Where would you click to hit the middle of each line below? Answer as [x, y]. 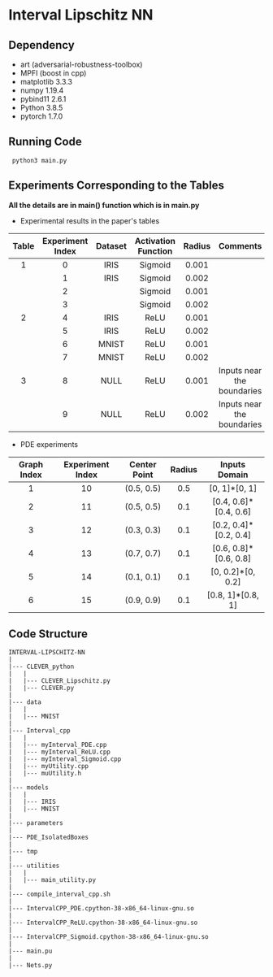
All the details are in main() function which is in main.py [104, 205]
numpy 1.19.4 [42, 90]
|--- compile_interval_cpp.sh [60, 894]
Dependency [41, 45]
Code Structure [48, 634]
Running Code [45, 142]
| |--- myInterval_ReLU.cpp [60, 752]
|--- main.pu [30, 951]
